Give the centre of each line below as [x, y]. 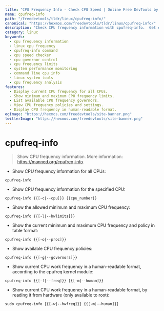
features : [15, 87]
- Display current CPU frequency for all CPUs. [59, 91]
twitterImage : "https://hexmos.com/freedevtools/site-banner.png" [74, 119]
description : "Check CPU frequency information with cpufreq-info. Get [81, 28]
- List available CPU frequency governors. [54, 101]
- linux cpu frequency [32, 46]
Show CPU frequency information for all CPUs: [59, 171]
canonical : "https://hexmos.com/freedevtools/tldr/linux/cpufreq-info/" [81, 23]
